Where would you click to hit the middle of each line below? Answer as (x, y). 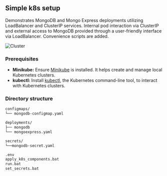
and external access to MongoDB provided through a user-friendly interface (83, 31)
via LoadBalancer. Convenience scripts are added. (57, 36)
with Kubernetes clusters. (39, 86)
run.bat (13, 164)
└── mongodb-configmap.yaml (34, 114)
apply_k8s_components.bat (32, 159)
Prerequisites (22, 58)
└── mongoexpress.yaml (29, 132)
